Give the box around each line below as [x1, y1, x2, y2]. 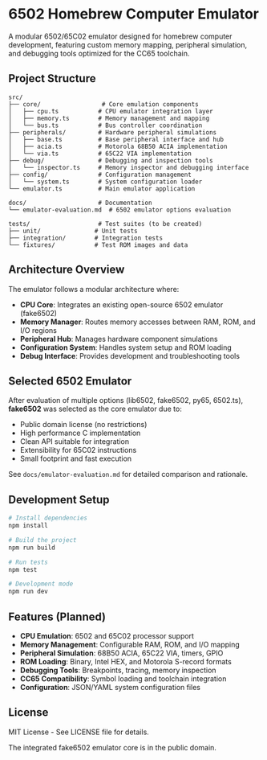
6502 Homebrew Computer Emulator [8, 5, 259, 23]
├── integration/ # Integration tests [8, 234, 163, 242]
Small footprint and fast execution [19, 454, 132, 463]
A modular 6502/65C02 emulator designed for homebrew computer [8, 31, 233, 41]
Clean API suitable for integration [19, 437, 130, 446]
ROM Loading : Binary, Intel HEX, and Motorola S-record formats [19, 657, 233, 666]
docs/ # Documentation [8, 199, 152, 207]
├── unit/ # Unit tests [8, 227, 138, 235]
